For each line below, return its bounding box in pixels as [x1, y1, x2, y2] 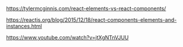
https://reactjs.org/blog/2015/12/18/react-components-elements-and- [6, 16, 177, 23]
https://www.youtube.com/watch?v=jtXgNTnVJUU [6, 34, 129, 41]
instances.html [6, 23, 42, 29]
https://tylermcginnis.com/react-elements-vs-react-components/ [6, 5, 166, 12]
